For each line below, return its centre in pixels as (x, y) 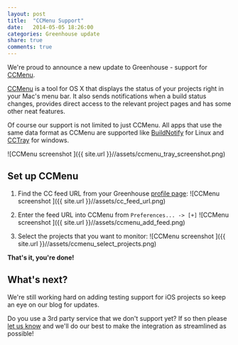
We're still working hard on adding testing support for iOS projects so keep (117, 297)
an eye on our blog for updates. (53, 304)
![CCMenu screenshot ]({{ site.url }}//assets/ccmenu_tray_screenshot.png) (117, 154)
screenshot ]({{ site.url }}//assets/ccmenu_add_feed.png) (102, 222)
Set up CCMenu (43, 176)
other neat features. (36, 111)
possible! (21, 333)
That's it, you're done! (41, 258)
